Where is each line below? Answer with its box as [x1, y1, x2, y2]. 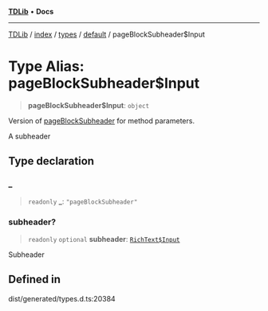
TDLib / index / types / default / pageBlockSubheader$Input [8, 29, 205, 39]
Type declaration [8, 154, 94, 168]
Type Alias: [8, 57, 85, 76]
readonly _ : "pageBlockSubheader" [27, 196, 138, 206]
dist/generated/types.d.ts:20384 [8, 294, 116, 303]
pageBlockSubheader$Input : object [27, 100, 150, 110]
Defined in [8, 273, 61, 286]
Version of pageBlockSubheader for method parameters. [8, 115, 195, 126]
